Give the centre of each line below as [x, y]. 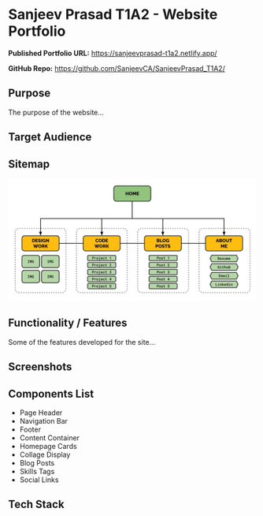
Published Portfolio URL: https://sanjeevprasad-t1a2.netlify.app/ [113, 53]
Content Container [50, 438]
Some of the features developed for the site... [82, 342]
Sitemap [29, 164]
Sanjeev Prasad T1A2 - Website [113, 15]
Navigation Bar [44, 421]
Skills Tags [37, 472]
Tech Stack [36, 505]
